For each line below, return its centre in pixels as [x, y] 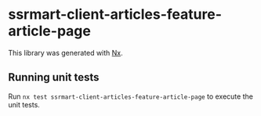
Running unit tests [54, 77]
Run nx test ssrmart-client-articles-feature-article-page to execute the [130, 96]
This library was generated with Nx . [65, 53]
